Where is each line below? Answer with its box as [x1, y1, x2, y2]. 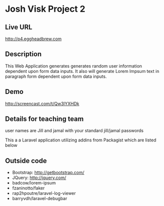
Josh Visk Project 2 [5, 3, 86, 15]
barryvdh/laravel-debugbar [12, 196, 68, 202]
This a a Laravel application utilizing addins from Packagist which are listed [5, 137, 157, 143]
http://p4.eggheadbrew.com [5, 36, 62, 42]
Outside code [5, 157, 47, 165]
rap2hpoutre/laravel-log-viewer [12, 190, 76, 196]
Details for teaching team [5, 115, 84, 123]
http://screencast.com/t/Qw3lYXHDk [5, 100, 79, 106]
